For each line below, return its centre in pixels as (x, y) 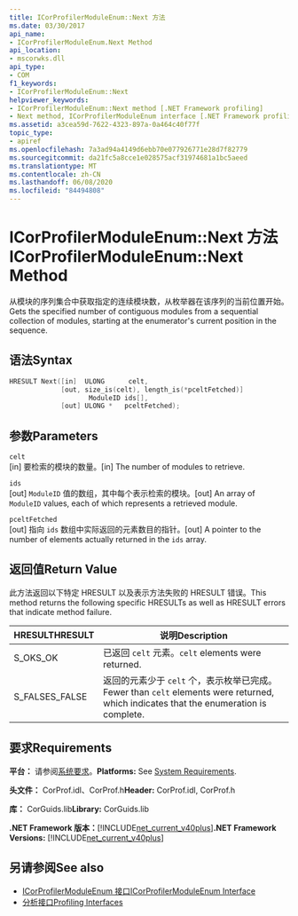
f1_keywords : (33, 83)
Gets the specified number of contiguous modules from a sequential (134, 311)
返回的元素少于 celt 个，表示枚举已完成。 (190, 680)
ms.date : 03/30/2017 (47, 26)
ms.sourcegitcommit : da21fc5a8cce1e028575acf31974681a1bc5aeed (129, 158)
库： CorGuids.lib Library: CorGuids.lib (79, 809)
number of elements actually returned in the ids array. (108, 540)
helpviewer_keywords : (49, 100)
